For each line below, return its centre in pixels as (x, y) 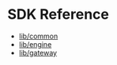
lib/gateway (38, 52)
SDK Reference (58, 14)
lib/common (38, 36)
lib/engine (35, 44)
